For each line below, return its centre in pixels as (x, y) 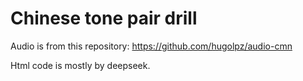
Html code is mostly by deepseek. (80, 65)
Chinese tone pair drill (104, 18)
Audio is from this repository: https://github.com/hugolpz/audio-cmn (151, 46)
